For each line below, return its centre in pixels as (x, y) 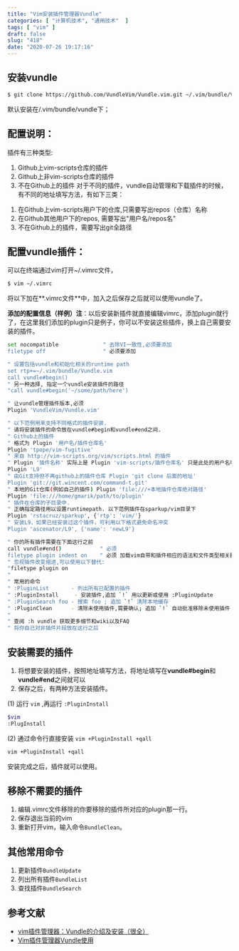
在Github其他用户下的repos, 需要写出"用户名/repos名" (97, 218)
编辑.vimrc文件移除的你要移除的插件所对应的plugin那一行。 (104, 809)
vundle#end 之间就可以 (52, 679)
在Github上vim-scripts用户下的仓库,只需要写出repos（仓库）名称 (112, 209)
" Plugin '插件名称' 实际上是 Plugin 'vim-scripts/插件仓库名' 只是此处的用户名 (119, 463)
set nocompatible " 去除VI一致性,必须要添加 (90, 345)
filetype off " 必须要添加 (72, 351)
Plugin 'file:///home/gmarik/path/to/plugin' (76, 496)
